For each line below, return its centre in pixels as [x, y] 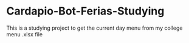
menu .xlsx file [25, 34]
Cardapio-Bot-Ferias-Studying [85, 11]
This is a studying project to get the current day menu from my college [95, 28]
